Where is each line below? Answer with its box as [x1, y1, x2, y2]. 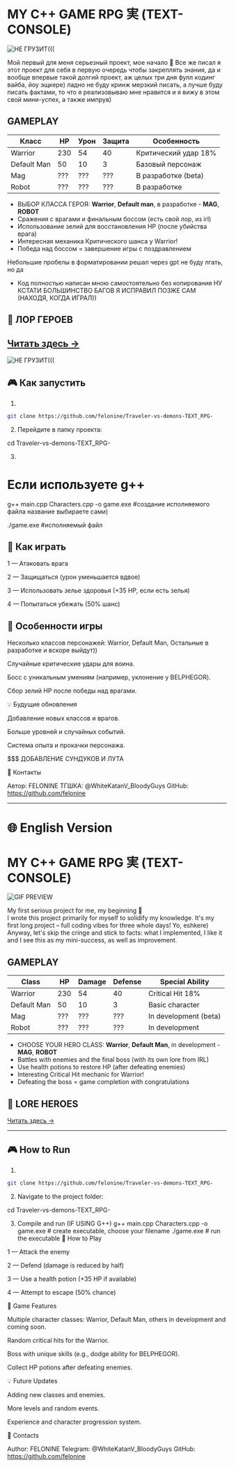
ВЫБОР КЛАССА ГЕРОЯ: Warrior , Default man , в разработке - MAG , [17, 200, 219, 208]
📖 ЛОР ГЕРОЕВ [7, 314, 73, 326]
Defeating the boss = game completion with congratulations [17, 1078, 189, 1086]
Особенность [153, 136, 201, 146]
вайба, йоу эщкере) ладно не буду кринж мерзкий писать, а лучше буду [7, 80, 223, 89]
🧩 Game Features [7, 1302, 57, 1310]
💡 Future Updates [7, 1376, 58, 1385]
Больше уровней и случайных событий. [7, 728, 125, 736]
